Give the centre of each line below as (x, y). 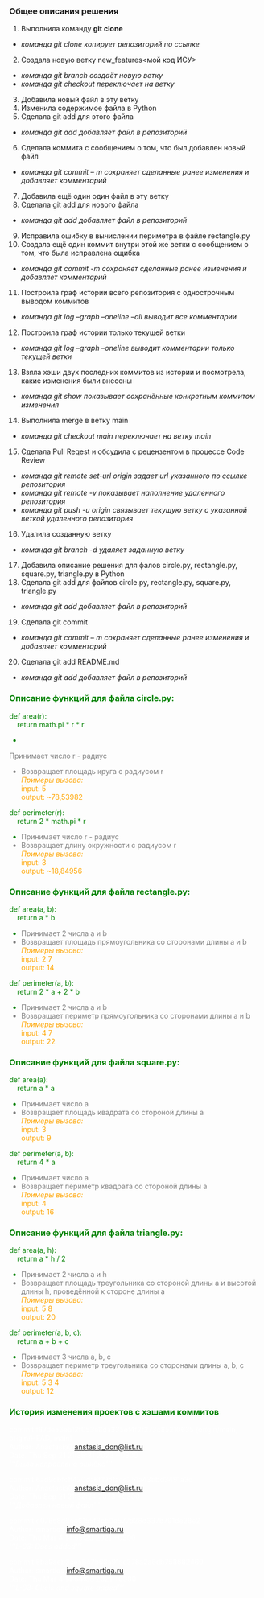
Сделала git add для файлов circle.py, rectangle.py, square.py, (126, 583)
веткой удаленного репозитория (77, 519)
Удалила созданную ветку (66, 534)
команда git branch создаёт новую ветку (92, 76)
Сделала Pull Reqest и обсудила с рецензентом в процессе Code (132, 451)
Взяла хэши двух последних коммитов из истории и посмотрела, (133, 373)
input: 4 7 (37, 1032)
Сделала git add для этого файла (77, 117)
